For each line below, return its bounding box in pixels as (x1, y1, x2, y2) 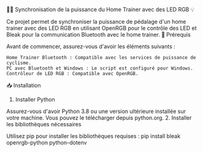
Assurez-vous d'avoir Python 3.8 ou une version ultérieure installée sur (6, 107, 186, 115)
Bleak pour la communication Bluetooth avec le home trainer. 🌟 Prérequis (6, 31, 191, 38)
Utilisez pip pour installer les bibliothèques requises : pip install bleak (6, 132, 181, 140)
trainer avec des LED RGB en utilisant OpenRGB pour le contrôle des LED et (6, 24, 197, 32)
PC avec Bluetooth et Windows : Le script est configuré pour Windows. (6, 65, 193, 71)
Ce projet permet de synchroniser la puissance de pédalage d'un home (6, 18, 186, 25)
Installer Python (15, 96, 55, 103)
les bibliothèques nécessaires (6, 121, 82, 128)
